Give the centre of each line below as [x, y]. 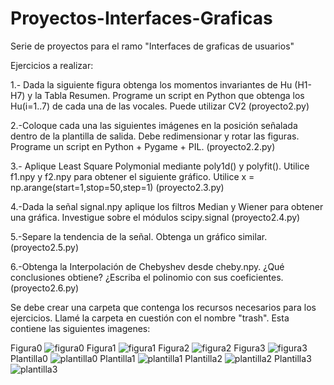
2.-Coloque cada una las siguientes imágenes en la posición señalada [154, 125]
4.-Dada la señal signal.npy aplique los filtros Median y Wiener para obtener [167, 206]
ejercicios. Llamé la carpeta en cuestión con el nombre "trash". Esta [150, 318]
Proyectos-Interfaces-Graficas [141, 18]
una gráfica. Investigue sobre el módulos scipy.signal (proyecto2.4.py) [155, 217]
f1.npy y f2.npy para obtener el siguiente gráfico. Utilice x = [132, 176]
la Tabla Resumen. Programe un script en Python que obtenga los [169, 95]
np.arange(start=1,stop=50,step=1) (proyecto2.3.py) [117, 187]
